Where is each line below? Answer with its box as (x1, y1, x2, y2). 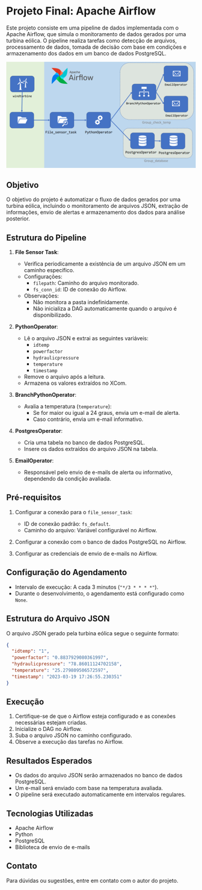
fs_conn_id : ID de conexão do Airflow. (32, 286, 127, 293)
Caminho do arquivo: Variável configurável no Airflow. (23, 526, 158, 534)
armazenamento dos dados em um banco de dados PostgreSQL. (6, 49, 167, 57)
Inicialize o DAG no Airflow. (14, 726, 82, 733)
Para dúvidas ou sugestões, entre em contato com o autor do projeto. (6, 877, 179, 884)
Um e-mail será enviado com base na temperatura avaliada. (14, 785, 164, 792)
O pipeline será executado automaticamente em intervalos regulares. (14, 791, 186, 798)
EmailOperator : (14, 457, 54, 464)
